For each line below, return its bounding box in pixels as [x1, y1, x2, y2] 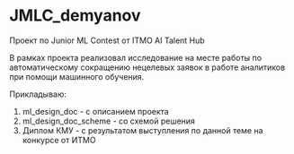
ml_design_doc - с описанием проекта [22, 106, 169, 116]
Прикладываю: [9, 89, 67, 99]
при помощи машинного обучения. [9, 71, 145, 81]
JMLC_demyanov [9, 5, 141, 26]
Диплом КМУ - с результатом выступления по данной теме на [22, 124, 263, 135]
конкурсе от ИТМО [22, 134, 96, 145]
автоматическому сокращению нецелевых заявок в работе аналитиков [9, 62, 286, 73]
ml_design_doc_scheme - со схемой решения [22, 115, 196, 126]
